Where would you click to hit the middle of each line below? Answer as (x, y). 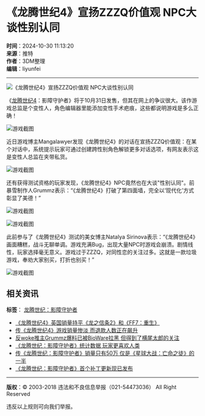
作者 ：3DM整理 (26, 61)
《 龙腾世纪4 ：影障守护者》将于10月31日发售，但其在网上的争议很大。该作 (99, 100)
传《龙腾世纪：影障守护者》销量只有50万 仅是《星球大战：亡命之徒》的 (105, 353)
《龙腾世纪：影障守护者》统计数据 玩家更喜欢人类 (77, 345)
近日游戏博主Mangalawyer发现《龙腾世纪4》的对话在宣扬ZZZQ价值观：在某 (102, 142)
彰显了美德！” (24, 198)
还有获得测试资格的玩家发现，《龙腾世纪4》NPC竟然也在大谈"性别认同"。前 (100, 182)
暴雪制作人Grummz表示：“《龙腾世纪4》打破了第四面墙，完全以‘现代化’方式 (100, 190)
